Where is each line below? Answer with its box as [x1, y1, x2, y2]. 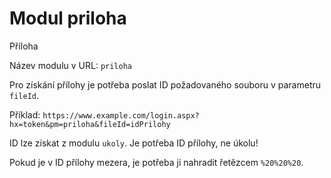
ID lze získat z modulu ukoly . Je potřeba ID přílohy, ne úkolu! [9, 137, 259, 149]
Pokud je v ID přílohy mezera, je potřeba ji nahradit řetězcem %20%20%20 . [9, 156, 304, 168]
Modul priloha [9, 7, 127, 30]
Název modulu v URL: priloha [9, 59, 132, 71]
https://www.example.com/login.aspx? [42, 110, 200, 121]
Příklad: [9, 108, 41, 121]
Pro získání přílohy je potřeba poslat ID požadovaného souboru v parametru [9, 78, 322, 91]
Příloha [9, 40, 39, 52]
